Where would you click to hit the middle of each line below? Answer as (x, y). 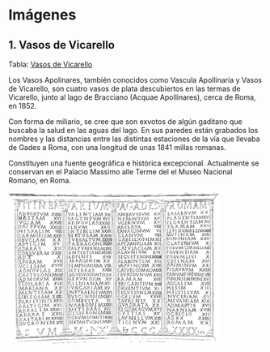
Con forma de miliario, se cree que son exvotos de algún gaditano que (125, 122)
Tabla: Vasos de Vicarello (51, 64)
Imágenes (42, 15)
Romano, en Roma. (40, 180)
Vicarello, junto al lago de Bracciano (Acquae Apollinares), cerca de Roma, (132, 97)
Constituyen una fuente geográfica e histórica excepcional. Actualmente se (134, 163)
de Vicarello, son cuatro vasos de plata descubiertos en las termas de (124, 88)
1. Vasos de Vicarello (62, 45)
